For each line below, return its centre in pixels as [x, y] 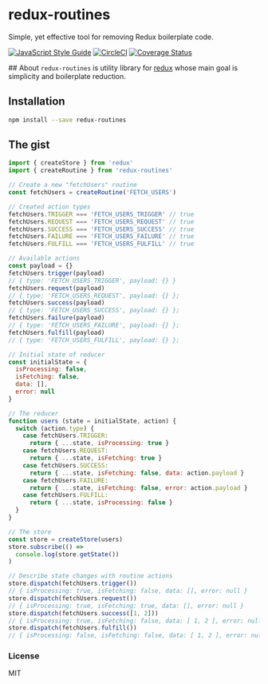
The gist [29, 145]
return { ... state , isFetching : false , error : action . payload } [138, 488]
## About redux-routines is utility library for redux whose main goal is [123, 68]
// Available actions [44, 258]
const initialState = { [48, 362]
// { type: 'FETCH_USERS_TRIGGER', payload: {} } [93, 280]
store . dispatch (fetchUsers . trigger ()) [73, 584]
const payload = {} [41, 266]
